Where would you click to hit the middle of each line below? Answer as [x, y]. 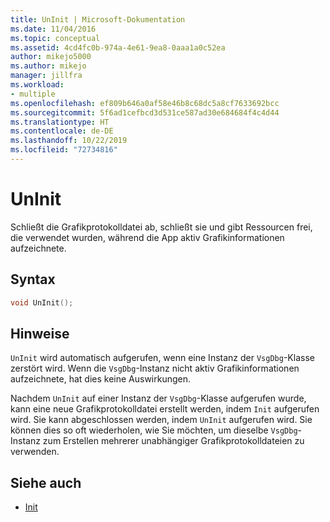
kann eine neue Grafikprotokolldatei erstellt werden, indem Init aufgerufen [165, 409]
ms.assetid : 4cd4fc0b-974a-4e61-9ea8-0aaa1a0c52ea [118, 47]
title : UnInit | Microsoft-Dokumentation [98, 19]
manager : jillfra [46, 76]
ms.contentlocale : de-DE [62, 131]
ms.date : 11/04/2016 [53, 29]
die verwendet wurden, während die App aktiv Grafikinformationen [147, 237]
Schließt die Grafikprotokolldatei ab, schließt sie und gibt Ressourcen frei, [161, 227]
